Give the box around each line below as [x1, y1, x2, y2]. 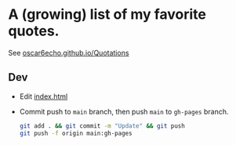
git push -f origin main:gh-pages [19, 129, 133, 137]
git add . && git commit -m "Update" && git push [19, 121, 186, 130]
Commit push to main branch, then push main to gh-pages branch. [19, 107, 229, 116]
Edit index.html [19, 92, 68, 101]
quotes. [8, 22, 60, 40]
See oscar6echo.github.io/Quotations [8, 48, 129, 57]
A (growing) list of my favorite [8, 5, 206, 24]
